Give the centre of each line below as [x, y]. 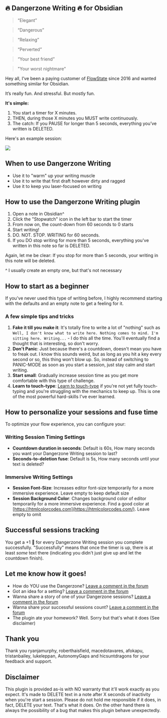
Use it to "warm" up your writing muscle [54, 175]
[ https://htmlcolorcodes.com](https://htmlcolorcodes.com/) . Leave [81, 509]
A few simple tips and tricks [39, 316]
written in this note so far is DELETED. [51, 246]
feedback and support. [29, 661]
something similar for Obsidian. [37, 83]
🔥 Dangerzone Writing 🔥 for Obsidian [64, 8]
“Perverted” [30, 49]
